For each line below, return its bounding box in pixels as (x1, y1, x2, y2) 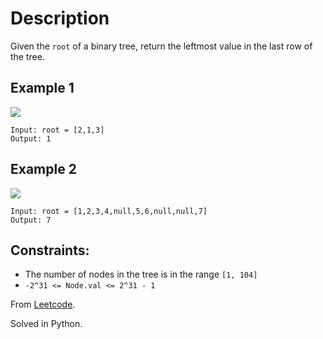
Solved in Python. (10, 318, 83, 330)
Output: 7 (10, 215, 52, 225)
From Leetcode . (10, 298, 76, 311)
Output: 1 (10, 133, 52, 144)
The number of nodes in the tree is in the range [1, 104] (24, 268, 258, 281)
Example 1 (10, 80, 75, 97)
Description (10, 7, 110, 30)
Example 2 (10, 161, 77, 178)
